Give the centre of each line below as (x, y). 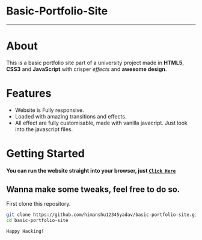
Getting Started (46, 153)
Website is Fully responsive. (49, 110)
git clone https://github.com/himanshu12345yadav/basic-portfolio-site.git (103, 215)
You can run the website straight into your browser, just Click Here (91, 170)
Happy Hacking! (25, 232)
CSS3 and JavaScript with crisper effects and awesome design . (87, 69)
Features (29, 94)
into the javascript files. (44, 129)
